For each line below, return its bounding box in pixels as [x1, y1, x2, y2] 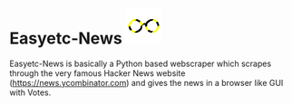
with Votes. [9, 87, 52, 98]
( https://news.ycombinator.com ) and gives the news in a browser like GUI [9, 77, 284, 88]
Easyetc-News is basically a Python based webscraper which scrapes [9, 58, 272, 69]
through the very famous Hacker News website [9, 67, 186, 79]
